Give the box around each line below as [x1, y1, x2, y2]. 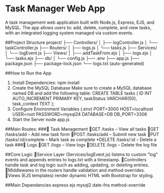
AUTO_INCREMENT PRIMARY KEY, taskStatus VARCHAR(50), [12, 95, 137, 101]
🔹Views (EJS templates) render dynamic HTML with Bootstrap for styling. [5, 172, 154, 178]
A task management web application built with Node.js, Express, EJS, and [5, 19, 155, 25]
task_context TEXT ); [12, 100, 55, 106]
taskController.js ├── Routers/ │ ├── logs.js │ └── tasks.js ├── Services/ [5, 45, 158, 50]
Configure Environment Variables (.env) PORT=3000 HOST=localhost [12, 106, 154, 112]
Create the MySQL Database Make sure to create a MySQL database [12, 85, 152, 91]
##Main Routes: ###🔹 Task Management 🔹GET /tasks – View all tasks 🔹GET [5, 126, 159, 132]
